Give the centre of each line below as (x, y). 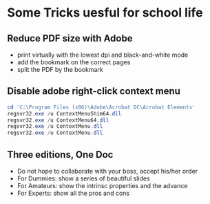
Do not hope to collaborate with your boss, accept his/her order (107, 171)
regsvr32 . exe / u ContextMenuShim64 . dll (64, 113)
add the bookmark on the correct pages (74, 62)
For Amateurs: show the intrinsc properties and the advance (102, 186)
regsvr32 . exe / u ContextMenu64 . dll (58, 120)
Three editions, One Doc (60, 155)
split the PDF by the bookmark (60, 69)
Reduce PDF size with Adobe (70, 38)
